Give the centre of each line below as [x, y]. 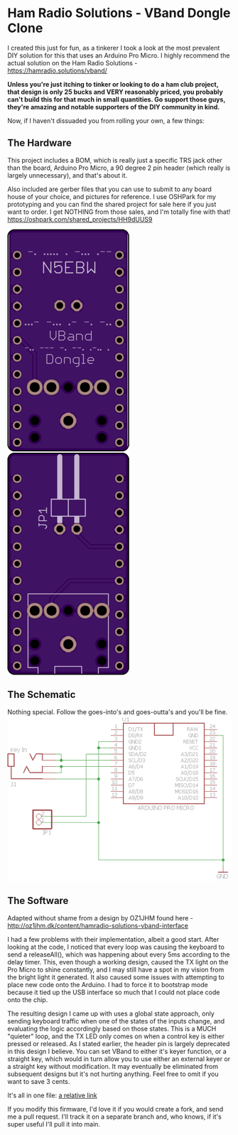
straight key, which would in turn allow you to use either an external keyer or [119, 1059]
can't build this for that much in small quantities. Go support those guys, [117, 99]
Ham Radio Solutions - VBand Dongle [119, 13]
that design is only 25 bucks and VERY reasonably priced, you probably [115, 92]
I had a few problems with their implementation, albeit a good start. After [113, 939]
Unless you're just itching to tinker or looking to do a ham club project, [113, 84]
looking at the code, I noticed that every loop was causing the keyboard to [116, 947]
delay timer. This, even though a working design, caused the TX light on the [118, 962]
